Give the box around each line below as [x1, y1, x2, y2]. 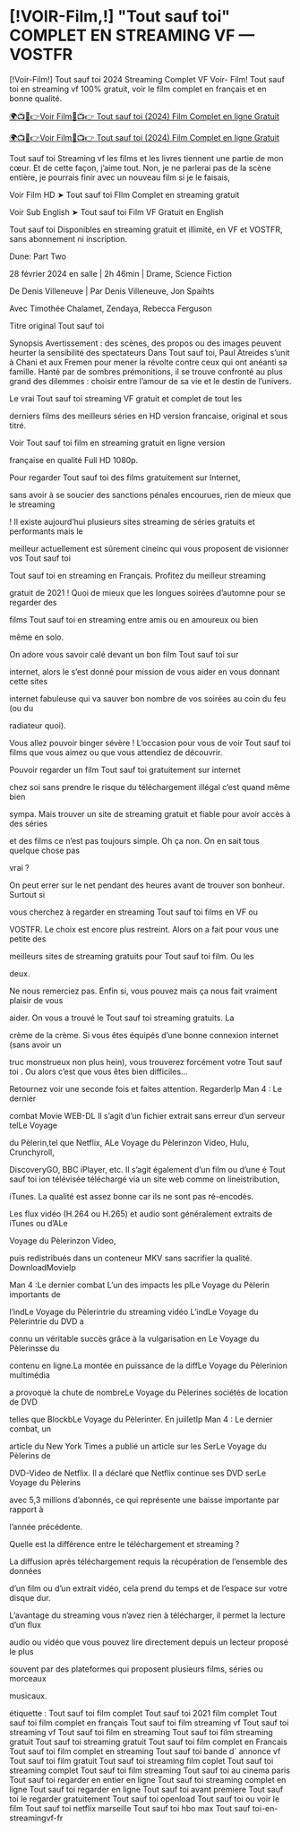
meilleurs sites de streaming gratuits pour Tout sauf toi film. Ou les [9, 950, 254, 961]
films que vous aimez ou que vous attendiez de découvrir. [9, 746, 223, 758]
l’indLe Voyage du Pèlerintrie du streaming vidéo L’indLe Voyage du [9, 1306, 259, 1317]
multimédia [9, 1369, 51, 1380]
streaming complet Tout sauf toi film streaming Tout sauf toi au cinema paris [9, 1765, 291, 1776]
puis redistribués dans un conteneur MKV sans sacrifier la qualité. [9, 1252, 253, 1263]
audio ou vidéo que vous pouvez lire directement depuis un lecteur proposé [9, 1637, 289, 1647]
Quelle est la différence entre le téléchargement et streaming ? [9, 1538, 240, 1549]
